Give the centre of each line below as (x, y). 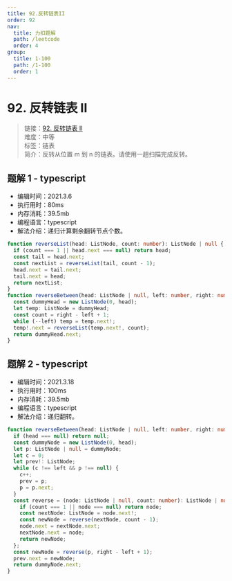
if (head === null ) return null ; (61, 436)
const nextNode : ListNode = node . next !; (78, 513)
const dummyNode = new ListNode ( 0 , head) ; (75, 443)
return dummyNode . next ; (47, 565)
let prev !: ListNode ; (45, 462)
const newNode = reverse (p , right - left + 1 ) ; (83, 552)
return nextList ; (38, 283)
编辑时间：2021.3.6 (45, 196)
